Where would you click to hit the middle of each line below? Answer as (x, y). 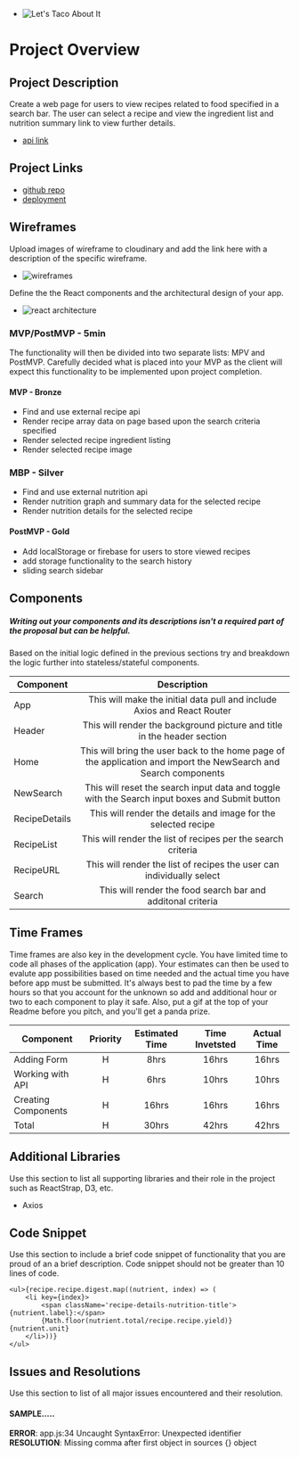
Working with (41, 1074)
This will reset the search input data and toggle (182, 787)
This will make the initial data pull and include (183, 699)
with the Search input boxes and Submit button (182, 798)
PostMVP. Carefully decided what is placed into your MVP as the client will (146, 362)
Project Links (46, 168)
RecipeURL (37, 869)
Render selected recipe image (77, 449)
